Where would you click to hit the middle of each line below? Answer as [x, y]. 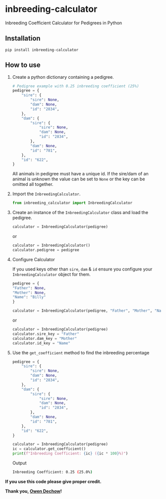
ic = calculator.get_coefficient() [49, 449]
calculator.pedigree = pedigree [46, 250]
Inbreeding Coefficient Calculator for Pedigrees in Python [64, 23]
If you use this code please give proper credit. [53, 481]
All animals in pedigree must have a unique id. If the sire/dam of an [80, 174]
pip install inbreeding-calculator [42, 50]
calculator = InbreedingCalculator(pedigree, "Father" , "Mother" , [82, 311]
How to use [23, 65]
